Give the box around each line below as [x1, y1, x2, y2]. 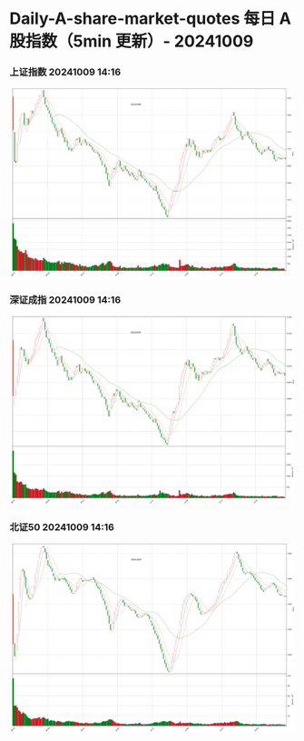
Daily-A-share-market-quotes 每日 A [9, 8, 292, 29]
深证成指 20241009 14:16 [9, 293, 122, 305]
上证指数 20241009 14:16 [9, 65, 122, 78]
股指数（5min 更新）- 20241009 [9, 31, 254, 52]
